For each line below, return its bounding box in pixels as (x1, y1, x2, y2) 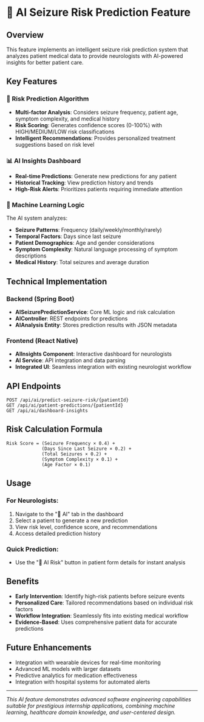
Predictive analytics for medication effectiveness (15, 671, 138, 679)
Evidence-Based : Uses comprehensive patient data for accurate (15, 618, 177, 626)
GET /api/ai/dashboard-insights (6, 408, 88, 414)
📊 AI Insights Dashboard (6, 156, 81, 165)
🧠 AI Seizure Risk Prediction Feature (6, 5, 191, 19)
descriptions (15, 252, 47, 259)
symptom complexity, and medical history (15, 115, 120, 122)
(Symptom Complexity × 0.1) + (41, 456, 118, 462)
